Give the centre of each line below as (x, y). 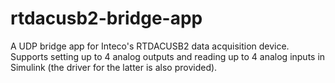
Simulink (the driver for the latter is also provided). (114, 67)
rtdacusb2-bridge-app (106, 18)
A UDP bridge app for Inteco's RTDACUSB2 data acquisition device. (150, 46)
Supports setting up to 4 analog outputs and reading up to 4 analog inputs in (168, 56)
